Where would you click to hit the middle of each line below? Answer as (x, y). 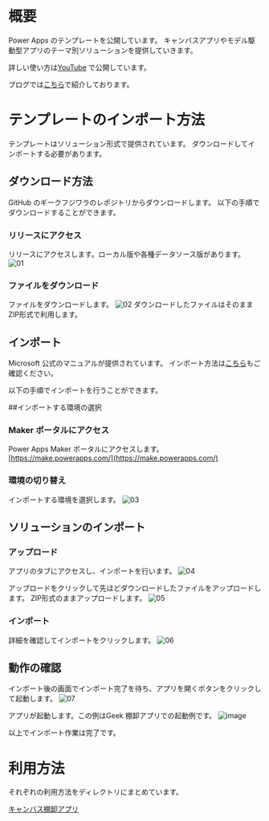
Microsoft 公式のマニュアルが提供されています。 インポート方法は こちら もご (134, 363)
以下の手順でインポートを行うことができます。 (86, 390)
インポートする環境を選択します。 (64, 500)
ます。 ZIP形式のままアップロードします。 (77, 598)
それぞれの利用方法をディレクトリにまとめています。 (96, 792)
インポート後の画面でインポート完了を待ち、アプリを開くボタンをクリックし (135, 688)
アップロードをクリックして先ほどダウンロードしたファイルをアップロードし (135, 588)
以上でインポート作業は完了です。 (64, 733)
